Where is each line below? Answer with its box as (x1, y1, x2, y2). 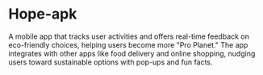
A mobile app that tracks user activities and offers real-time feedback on (8, 31, 250, 41)
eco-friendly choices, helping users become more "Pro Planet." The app (8, 40, 248, 49)
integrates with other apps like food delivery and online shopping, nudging (8, 48, 256, 58)
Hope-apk (8, 5, 77, 23)
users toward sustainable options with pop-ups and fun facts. (8, 57, 213, 67)
